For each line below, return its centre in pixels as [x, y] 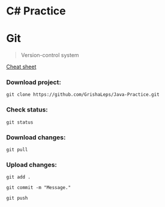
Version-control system [50, 55]
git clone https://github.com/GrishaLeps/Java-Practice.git [83, 95]
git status [20, 122]
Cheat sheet [21, 67]
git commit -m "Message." [38, 188]
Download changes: [36, 137]
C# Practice [36, 11]
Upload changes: [31, 164]
